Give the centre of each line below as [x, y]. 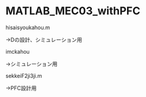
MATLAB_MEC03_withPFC [73, 11]
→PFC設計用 [21, 88]
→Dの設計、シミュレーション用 [44, 39]
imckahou [18, 51]
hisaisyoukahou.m [28, 27]
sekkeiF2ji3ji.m [24, 76]
